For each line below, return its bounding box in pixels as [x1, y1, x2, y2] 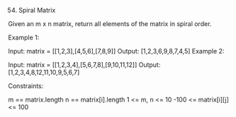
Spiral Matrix [18, 6, 56, 14]
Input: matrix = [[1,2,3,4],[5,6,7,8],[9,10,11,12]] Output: [8, 61, 161, 69]
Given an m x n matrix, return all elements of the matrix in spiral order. [8, 20, 212, 27]
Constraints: [8, 82, 44, 90]
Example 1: [8, 33, 40, 42]
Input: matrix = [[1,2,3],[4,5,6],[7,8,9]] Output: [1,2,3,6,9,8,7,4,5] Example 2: [8, 47, 225, 55]
